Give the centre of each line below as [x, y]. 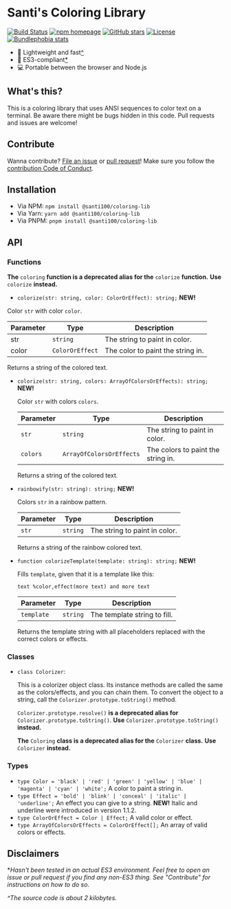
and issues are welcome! [42, 122]
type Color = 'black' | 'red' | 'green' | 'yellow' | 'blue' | [110, 781]
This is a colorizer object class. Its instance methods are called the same [120, 685]
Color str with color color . [45, 311]
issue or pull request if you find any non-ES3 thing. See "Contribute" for [109, 877]
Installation [32, 189]
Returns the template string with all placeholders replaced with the [111, 632]
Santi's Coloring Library [76, 13]
